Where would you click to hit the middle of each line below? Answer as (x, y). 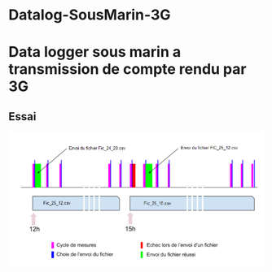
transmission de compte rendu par (127, 69)
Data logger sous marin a (95, 52)
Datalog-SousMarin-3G (90, 15)
